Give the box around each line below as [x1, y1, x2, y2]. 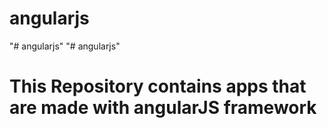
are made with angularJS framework [9, 97, 317, 119]
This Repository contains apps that [9, 75, 307, 98]
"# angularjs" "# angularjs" [9, 40, 121, 52]
